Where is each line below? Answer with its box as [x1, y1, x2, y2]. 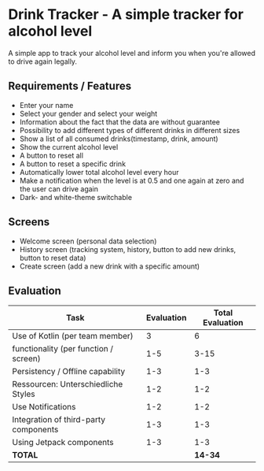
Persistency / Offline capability [12, 366, 126, 377]
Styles [12, 388, 35, 399]
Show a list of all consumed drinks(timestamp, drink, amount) [19, 134, 218, 143]
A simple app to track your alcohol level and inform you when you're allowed [8, 48, 256, 57]
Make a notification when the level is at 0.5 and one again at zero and [19, 176, 244, 185]
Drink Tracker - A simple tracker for [8, 6, 244, 24]
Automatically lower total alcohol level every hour [19, 167, 179, 176]
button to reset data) [19, 253, 86, 262]
